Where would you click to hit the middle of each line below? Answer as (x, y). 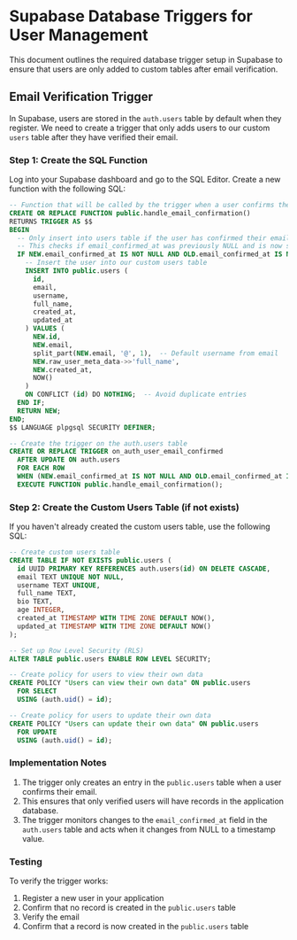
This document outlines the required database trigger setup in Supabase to (146, 59)
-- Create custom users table (65, 552)
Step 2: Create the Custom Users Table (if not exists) (125, 507)
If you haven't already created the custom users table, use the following (140, 527)
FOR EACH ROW (41, 468)
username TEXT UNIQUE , (59, 585)
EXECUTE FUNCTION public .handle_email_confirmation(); (120, 485)
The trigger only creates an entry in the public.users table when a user (152, 782)
